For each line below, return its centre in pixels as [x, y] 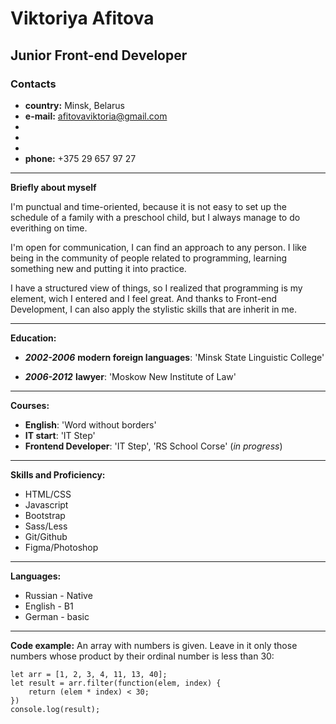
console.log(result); [55, 709]
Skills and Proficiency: [58, 474]
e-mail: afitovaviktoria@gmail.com [96, 116]
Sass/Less [46, 526]
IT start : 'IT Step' [60, 435]
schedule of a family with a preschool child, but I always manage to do [155, 217]
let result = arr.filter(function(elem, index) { [116, 683]
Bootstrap [45, 515]
